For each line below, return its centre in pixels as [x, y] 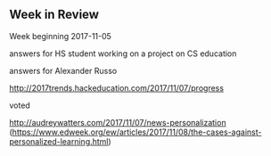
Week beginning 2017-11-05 [60, 36]
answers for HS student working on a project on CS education [123, 53]
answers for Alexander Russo [63, 70]
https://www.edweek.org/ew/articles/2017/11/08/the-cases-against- [137, 132]
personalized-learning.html [59, 141]
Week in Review [54, 15]
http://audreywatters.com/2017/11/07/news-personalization [118, 122]
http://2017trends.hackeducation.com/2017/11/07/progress [117, 87]
